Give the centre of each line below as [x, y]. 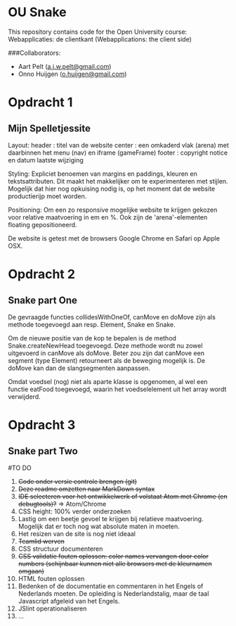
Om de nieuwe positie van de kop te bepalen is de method [92, 338]
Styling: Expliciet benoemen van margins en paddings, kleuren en [103, 174]
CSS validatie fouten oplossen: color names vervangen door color [113, 556]
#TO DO [20, 468]
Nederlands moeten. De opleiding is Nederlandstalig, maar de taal [113, 593]
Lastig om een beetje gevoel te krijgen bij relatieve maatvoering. [111, 518]
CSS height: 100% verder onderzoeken [74, 511]
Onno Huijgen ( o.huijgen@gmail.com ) [72, 74]
